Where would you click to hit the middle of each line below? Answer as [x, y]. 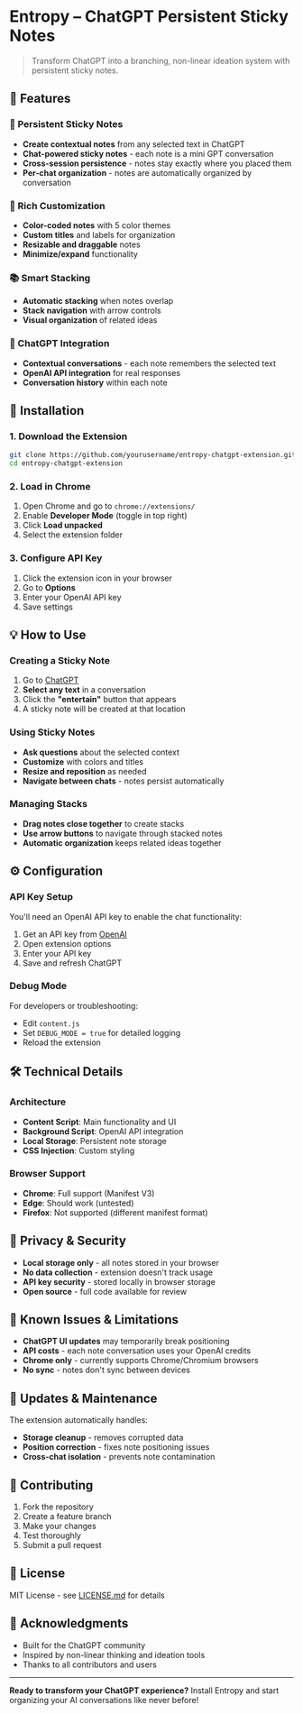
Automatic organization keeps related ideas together [122, 843]
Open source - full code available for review [105, 1291]
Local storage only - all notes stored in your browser [120, 1262]
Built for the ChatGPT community [84, 1645]
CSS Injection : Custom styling [78, 1150]
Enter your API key [57, 953]
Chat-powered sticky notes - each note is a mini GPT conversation [148, 153]
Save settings [48, 607]
